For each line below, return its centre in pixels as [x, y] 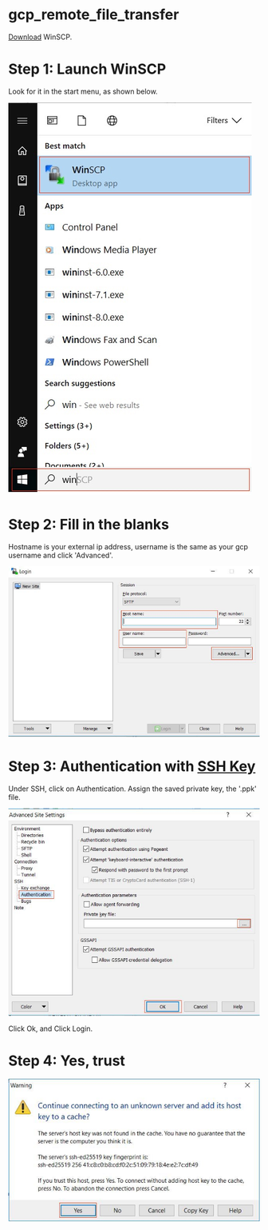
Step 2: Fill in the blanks [89, 525]
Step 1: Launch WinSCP [87, 69]
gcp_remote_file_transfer [94, 15]
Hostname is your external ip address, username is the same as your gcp [128, 546]
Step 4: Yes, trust [67, 1060]
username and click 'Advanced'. [61, 555]
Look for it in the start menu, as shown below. [83, 91]
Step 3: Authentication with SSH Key [132, 767]
